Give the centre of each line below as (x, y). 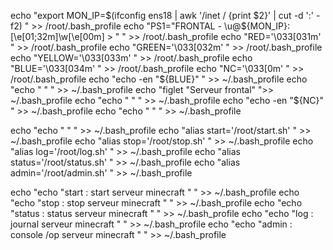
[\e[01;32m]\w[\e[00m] (57, 36)
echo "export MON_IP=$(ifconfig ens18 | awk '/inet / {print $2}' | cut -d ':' (162, 15)
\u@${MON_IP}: (257, 26)
